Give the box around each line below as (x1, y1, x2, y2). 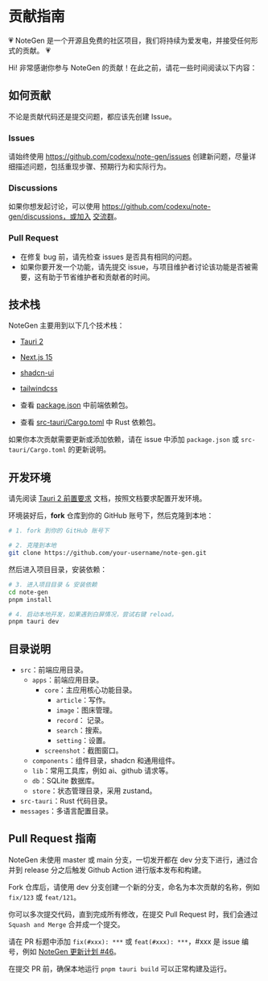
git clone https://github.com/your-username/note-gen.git (8, 549, 207, 557)
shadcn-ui (19, 368, 55, 378)
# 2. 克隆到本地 (8, 541, 57, 549)
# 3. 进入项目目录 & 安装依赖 (8, 580, 98, 589)
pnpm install (8, 595, 52, 603)
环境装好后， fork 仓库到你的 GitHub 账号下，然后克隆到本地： (8, 511, 214, 520)
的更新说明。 (68, 445, 111, 454)
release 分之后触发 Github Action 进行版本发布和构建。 (23, 865, 206, 875)
